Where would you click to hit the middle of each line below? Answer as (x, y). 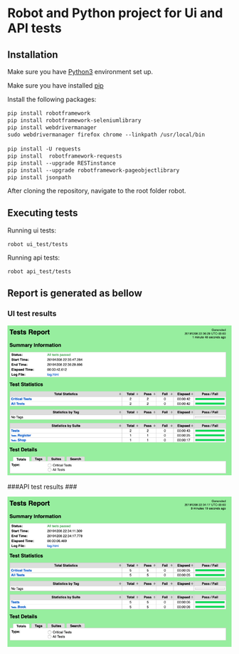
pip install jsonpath (39, 178)
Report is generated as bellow (75, 293)
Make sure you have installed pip (56, 86)
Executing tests (43, 213)
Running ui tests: (32, 230)
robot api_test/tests (39, 271)
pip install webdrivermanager (52, 128)
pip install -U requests (44, 149)
